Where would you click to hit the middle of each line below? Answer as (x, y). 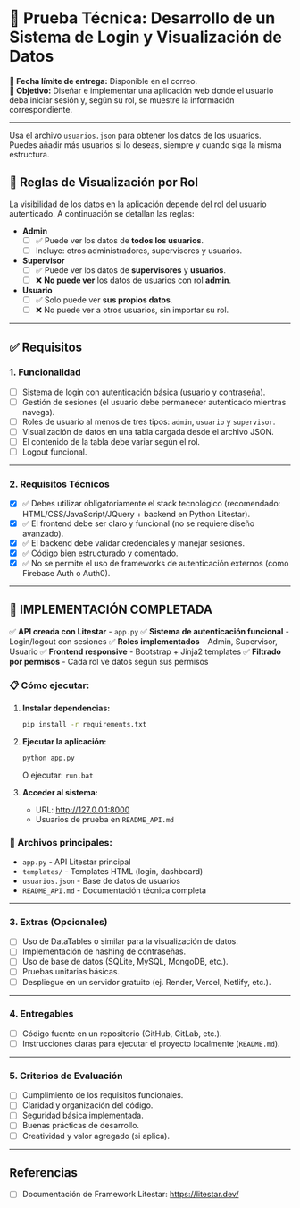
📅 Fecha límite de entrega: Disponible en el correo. (104, 81)
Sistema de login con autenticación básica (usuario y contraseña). (144, 392)
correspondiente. (41, 109)
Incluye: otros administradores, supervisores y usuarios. (139, 251)
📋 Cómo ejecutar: (50, 685)
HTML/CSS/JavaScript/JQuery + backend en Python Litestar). (136, 514)
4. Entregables (42, 1014)
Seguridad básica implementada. (83, 1115)
